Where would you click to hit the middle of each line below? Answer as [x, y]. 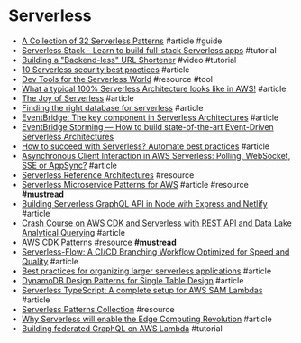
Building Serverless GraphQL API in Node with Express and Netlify [144, 203]
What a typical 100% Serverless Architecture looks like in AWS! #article [154, 88]
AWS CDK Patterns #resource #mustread [99, 242]
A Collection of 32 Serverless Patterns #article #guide [122, 41]
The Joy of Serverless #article [78, 98]
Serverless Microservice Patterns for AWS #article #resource [135, 184]
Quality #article [50, 261]
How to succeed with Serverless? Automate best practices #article [145, 146]
